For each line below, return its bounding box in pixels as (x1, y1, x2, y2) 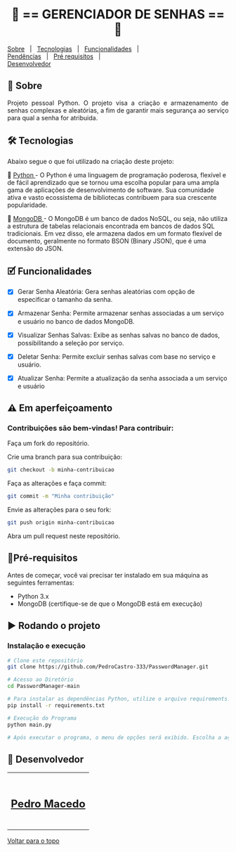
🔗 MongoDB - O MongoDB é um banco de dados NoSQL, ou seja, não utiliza (7, 214, 228, 222)
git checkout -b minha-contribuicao (7, 466, 114, 473)
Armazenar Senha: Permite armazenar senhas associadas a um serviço (17, 309, 225, 317)
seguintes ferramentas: (7, 578, 75, 587)
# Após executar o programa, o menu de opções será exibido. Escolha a (7, 734, 221, 741)
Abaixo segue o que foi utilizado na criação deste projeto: (7, 157, 174, 165)
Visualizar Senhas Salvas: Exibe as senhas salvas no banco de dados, (17, 331, 220, 339)
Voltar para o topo (7, 837, 60, 845)
